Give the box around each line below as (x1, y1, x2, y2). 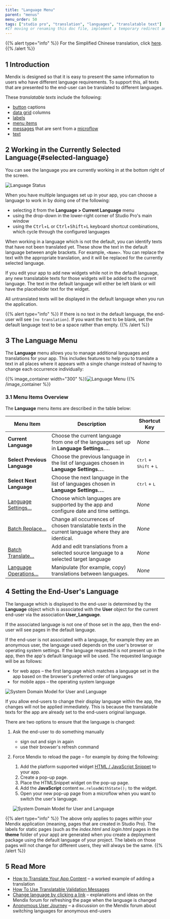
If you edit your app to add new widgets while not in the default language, (5, 269, 159, 276)
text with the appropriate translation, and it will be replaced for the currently (5, 254, 163, 261)
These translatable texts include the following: (5, 94, 102, 100)
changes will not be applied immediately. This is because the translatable (5, 703, 158, 709)
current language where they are (51, 528, 130, 535)
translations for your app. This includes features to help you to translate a (5, 355, 158, 361)
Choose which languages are (51, 495, 121, 502)
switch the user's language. (20, 795, 78, 802)
